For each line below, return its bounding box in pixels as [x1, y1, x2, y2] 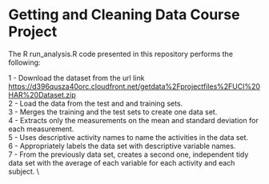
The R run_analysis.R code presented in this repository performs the [8, 49, 234, 58]
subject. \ [8, 166, 40, 176]
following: [8, 58, 41, 67]
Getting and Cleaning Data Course [8, 6, 240, 24]
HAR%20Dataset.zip [8, 90, 76, 99]
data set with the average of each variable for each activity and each [8, 158, 235, 167]
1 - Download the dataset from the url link [8, 73, 145, 82]
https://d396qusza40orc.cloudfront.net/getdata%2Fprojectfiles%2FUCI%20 [8, 82, 261, 91]
